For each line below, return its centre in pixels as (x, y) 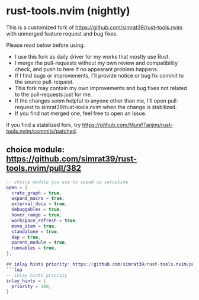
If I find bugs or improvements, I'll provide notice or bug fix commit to (99, 75)
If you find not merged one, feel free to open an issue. (81, 113)
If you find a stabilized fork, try (44, 125)
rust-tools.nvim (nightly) (68, 11)
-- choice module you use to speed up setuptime (67, 182)
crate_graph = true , (37, 193)
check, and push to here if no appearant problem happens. (86, 69)
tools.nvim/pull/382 (44, 168)
